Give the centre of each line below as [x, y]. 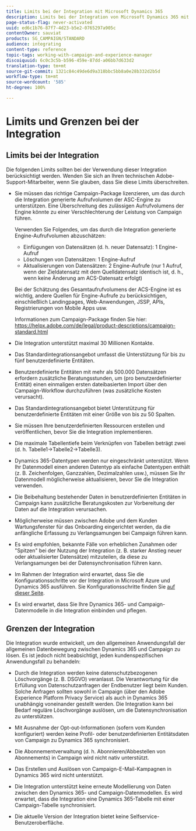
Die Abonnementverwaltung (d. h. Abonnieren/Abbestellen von [90, 751]
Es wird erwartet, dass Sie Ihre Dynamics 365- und [76, 604]
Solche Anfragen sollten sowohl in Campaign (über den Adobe [90, 691]
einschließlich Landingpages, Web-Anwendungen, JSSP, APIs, [90, 302]
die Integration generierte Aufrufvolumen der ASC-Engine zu [87, 199]
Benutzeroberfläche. [39, 822]
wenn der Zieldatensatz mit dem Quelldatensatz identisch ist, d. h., [103, 272]
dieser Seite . [29, 593]
